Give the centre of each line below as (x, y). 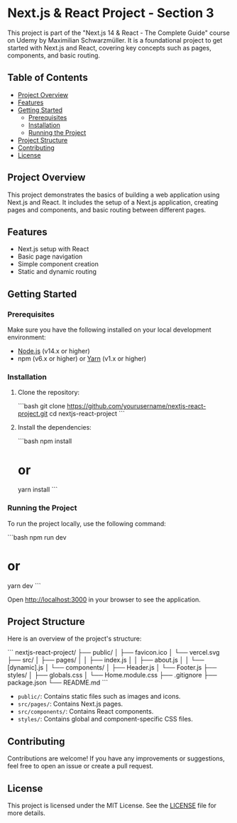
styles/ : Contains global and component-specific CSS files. (105, 719)
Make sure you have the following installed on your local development (109, 330)
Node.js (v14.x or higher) (54, 351)
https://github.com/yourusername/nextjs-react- (137, 406)
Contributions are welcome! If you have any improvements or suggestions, (116, 758)
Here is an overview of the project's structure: (75, 639)
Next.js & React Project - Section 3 (111, 13)
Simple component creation (58, 264)
